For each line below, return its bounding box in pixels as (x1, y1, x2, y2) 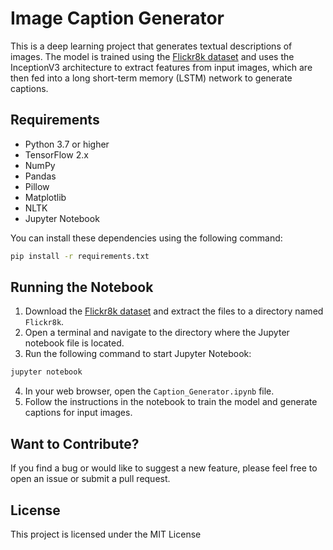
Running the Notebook (10, 279, 154, 296)
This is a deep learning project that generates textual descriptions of (10, 40, 293, 52)
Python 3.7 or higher (24, 138, 110, 150)
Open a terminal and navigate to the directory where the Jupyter (24, 327, 290, 339)
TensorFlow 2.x (24, 148, 89, 161)
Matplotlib (24, 191, 67, 203)
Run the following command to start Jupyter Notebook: (24, 348, 252, 360)
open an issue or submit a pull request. (10, 473, 171, 485)
